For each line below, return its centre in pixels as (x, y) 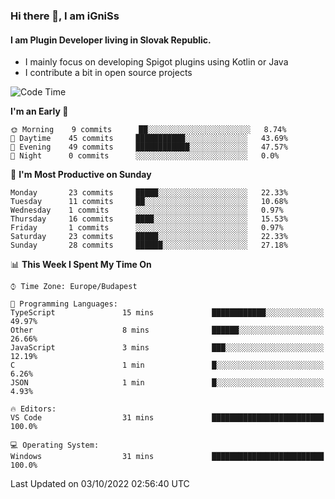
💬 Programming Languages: (64, 304)
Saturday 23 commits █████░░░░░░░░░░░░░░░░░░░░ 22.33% (149, 237)
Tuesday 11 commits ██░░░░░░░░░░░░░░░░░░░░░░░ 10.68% (149, 202)
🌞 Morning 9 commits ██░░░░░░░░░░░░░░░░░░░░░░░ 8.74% (148, 130)
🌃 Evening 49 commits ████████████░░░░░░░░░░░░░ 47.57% (149, 147)
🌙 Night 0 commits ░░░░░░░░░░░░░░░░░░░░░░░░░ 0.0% (145, 156)
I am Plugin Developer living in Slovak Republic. (111, 40)
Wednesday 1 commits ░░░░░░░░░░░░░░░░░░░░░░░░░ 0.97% (147, 210)
